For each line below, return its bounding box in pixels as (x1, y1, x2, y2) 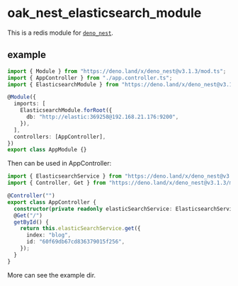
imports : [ (13, 101, 46, 108)
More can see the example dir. (7, 270, 96, 279)
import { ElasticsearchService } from (7, 173, 122, 180)
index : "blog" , (25, 231, 72, 239)
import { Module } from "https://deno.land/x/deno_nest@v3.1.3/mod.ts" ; (7, 67, 227, 75)
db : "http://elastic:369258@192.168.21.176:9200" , (25, 113, 179, 120)
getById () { (13, 218, 50, 226)
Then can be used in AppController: (7, 159, 112, 168)
